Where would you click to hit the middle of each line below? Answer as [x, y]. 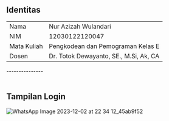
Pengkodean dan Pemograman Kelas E [104, 46]
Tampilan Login [36, 97]
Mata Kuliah [26, 46]
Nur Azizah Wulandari [80, 26]
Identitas [23, 10]
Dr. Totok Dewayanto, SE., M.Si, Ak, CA [104, 56]
